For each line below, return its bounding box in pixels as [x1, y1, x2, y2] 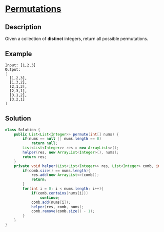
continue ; [40, 195, 60, 200]
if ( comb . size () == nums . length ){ [22, 168, 91, 173]
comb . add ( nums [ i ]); [31, 200, 71, 205]
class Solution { [5, 127, 41, 132]
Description [5, 23, 41, 31]
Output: [5, 67, 21, 72]
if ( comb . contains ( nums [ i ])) [31, 191, 89, 195]
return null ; [31, 141, 58, 146]
